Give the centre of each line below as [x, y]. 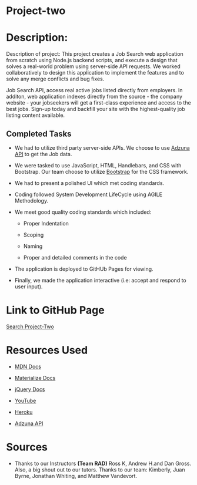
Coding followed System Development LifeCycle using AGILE [89, 194]
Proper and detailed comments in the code [75, 257]
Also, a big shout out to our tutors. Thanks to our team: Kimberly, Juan [100, 469]
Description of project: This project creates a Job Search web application [95, 54]
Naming [33, 246]
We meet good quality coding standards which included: [83, 212]
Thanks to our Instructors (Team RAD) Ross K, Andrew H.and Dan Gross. [103, 463]
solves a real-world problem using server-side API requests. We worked [93, 66]
